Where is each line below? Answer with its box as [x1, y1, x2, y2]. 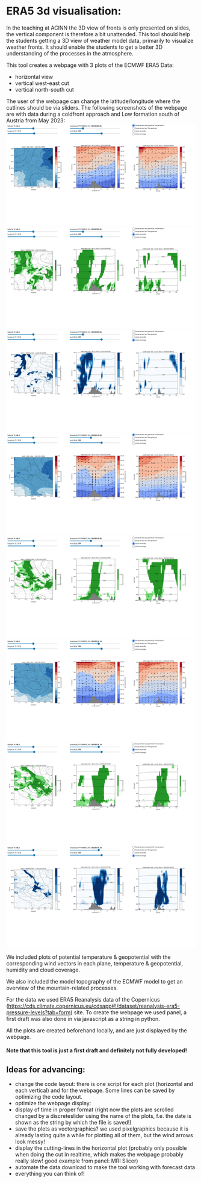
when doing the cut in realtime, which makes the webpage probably [14, 1150, 184, 1158]
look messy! [14, 1138, 45, 1145]
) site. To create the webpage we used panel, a [70, 1008, 187, 1016]
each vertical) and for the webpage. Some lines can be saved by [14, 1087, 175, 1094]
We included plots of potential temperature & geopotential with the [6, 953, 171, 961]
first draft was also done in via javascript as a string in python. [6, 1015, 161, 1022]
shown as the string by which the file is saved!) [14, 1119, 132, 1126]
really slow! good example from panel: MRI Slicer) [14, 1157, 138, 1164]
